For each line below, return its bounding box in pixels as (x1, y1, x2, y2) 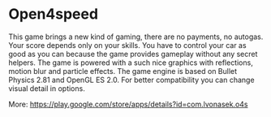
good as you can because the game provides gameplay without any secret (8, 49, 258, 58)
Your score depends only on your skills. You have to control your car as (8, 40, 247, 50)
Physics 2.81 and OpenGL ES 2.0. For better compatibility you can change (8, 75, 255, 84)
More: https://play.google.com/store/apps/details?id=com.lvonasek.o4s (8, 99, 248, 109)
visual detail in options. (8, 83, 85, 93)
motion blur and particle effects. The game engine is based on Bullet (8, 66, 238, 76)
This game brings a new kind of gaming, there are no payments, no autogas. (8, 32, 264, 41)
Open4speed (8, 5, 99, 24)
